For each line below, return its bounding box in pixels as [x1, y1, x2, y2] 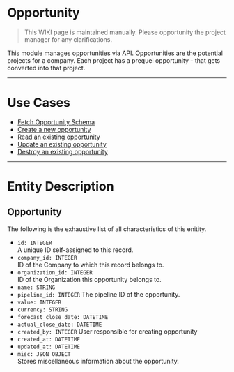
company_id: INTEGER [17, 254, 77, 261]
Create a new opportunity [17, 125, 91, 133]
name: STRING [17, 284, 56, 291]
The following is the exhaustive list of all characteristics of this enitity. [7, 225, 207, 233]
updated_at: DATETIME [17, 343, 80, 350]
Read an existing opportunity [17, 133, 101, 141]
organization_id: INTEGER [17, 269, 93, 276]
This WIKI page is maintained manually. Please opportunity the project [24, 28, 226, 36]
